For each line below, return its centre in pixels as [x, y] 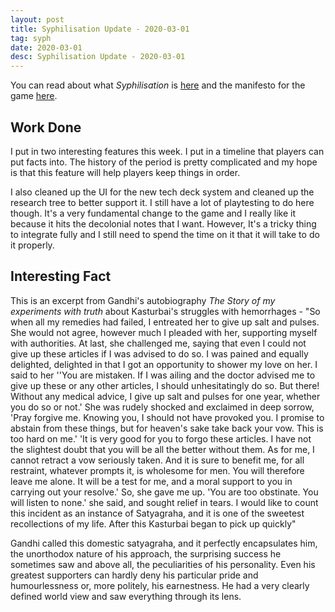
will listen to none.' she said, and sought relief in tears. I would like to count [164, 502]
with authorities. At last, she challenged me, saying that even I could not [158, 343]
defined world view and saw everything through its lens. [126, 596]
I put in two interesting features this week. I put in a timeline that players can [167, 151]
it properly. [32, 245]
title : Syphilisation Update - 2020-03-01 [100, 29]
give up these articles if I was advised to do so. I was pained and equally [159, 353]
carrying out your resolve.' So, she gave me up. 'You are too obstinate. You [164, 492]
